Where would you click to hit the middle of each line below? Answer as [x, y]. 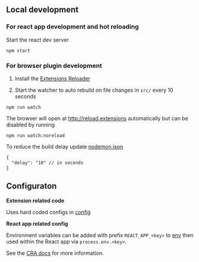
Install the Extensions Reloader [53, 78]
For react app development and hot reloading [72, 27]
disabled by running [31, 124]
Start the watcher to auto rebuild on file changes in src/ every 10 [94, 90]
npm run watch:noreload [36, 135]
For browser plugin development [54, 65]
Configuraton [31, 186]
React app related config [37, 223]
